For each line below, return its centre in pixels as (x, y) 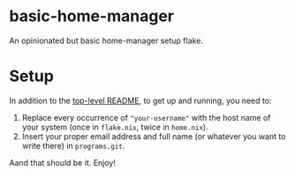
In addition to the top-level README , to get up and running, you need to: (140, 100)
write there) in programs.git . (73, 145)
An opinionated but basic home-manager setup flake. (106, 41)
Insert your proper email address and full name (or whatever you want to (154, 136)
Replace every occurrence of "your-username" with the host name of (146, 117)
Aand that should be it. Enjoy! (63, 162)
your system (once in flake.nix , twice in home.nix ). (115, 127)
